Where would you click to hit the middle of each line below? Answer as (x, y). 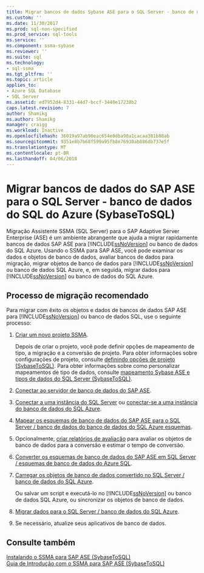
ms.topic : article (29, 80)
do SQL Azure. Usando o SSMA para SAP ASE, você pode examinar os (95, 251)
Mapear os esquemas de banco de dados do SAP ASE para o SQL (98, 421)
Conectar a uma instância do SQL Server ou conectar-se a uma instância (106, 402)
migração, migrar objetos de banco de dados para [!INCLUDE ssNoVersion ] (100, 263)
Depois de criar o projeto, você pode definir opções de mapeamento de (105, 347)
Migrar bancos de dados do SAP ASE (101, 188)
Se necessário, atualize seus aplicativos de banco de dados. (91, 523)
